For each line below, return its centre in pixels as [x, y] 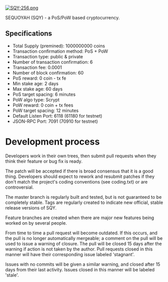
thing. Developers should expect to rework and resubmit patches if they [80, 176]
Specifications [29, 34]
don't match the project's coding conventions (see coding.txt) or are [76, 182]
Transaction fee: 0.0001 [37, 67]
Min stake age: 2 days [35, 83]
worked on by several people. [36, 223]
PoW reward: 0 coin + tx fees [43, 105]
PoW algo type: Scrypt [36, 99]
